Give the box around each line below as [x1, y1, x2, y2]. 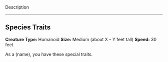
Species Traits [5, 23, 51, 32]
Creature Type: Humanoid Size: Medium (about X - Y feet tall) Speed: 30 [5, 36, 156, 42]
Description [5, 4, 29, 10]
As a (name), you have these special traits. [5, 51, 93, 57]
